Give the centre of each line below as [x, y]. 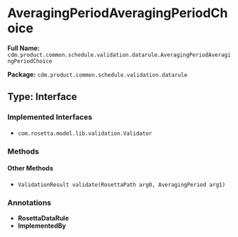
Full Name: [24, 48]
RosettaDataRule [43, 218]
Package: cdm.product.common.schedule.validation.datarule [97, 74]
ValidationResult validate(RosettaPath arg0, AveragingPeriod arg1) [121, 185]
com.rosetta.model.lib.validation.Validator [85, 133]
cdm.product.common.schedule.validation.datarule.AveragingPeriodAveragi [119, 55]
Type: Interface [42, 97]
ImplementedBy [42, 226]
